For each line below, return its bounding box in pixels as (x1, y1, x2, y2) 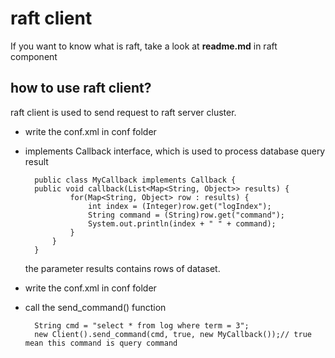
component (10, 50, 58, 62)
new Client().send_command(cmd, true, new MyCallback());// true (34, 329, 312, 339)
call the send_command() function (24, 301, 167, 313)
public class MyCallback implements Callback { (34, 175, 237, 185)
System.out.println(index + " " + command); (88, 218, 277, 229)
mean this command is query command (24, 338, 178, 348)
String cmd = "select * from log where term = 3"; (34, 320, 250, 331)
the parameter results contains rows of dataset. (24, 262, 221, 274)
